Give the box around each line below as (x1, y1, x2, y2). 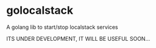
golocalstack (6, 4, 74, 17)
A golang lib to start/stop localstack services (6, 23, 118, 31)
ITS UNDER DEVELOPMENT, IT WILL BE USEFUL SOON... (6, 35, 151, 42)
